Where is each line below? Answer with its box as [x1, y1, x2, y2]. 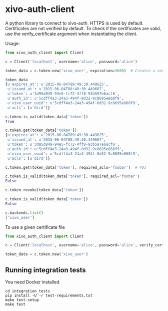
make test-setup [5, 297, 39, 302]
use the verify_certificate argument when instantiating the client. [5, 31, 137, 37]
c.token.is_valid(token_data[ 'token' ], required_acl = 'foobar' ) [5, 174, 140, 179]
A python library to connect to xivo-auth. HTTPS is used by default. [5, 20, 144, 26]
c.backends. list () [5, 210, 43, 215]
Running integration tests [5, 265, 86, 274]
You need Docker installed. [5, 279, 61, 285]
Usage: [5, 40, 20, 46]
